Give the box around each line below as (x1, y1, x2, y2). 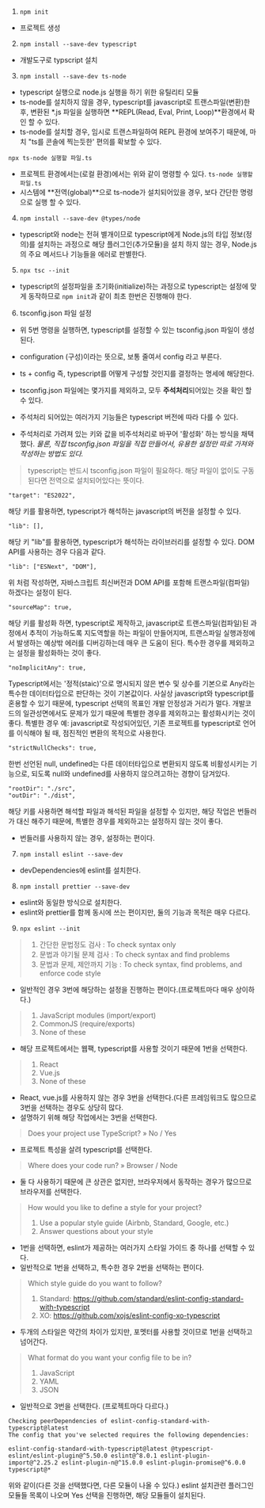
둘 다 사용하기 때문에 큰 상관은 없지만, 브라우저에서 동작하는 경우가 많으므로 (19, 1177, 252, 1186)
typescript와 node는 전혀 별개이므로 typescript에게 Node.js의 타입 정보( (19, 230, 247, 239)
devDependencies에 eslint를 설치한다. (19, 865, 141, 875)
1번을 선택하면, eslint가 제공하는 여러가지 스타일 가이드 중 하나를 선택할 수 (19, 1243, 247, 1252)
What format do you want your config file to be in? (27, 1353, 192, 1362)
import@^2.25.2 (8, 1459, 59, 1467)
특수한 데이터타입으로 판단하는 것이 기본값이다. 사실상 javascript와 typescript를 (8, 689, 255, 698)
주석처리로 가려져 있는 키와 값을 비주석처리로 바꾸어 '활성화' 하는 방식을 (19, 429, 240, 438)
